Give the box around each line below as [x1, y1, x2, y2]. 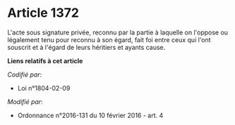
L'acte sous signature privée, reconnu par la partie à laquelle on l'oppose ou [7, 28, 228, 37]
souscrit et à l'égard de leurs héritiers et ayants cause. [7, 43, 166, 51]
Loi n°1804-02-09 [17, 84, 71, 92]
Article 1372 [7, 5, 80, 21]
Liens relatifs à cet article [7, 56, 83, 65]
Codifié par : [7, 70, 42, 79]
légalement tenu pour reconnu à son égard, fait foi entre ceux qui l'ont [7, 35, 211, 44]
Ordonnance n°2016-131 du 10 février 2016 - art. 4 [17, 111, 164, 119]
